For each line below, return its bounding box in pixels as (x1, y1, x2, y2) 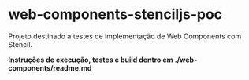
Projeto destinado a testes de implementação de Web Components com (8, 31, 242, 41)
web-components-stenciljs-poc (8, 5, 223, 24)
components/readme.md (8, 63, 92, 72)
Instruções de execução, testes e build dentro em (8, 55, 173, 64)
